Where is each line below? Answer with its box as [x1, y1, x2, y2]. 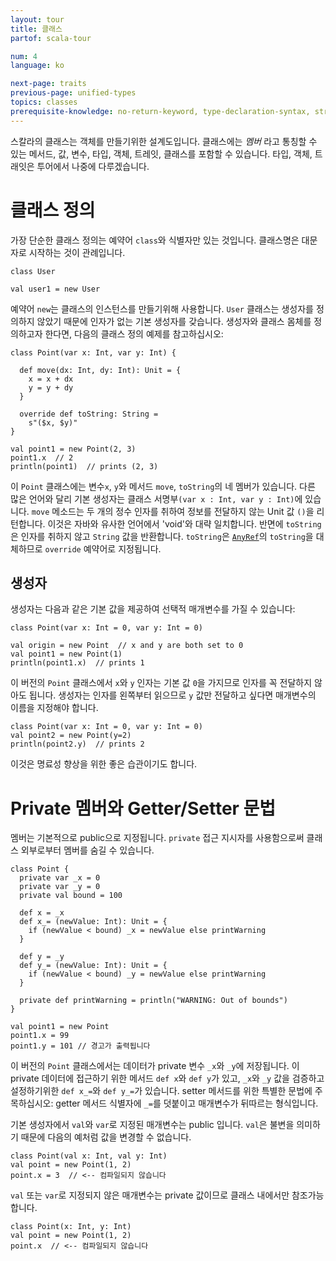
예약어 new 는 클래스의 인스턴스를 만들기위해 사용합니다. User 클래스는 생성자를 [10, 302, 314, 315]
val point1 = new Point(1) [10, 649, 123, 660]
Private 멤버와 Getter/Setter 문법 [10, 797, 277, 820]
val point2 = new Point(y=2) [10, 731, 132, 741]
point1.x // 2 [10, 452, 74, 463]
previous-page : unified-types [10, 88, 137, 98]
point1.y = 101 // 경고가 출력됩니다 [10, 1041, 151, 1051]
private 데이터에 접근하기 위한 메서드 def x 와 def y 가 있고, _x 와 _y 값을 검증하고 [10, 1072, 325, 1085]
